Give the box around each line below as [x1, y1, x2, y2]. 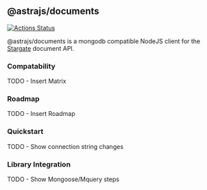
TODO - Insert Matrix [7, 77, 66, 85]
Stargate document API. [7, 44, 75, 52]
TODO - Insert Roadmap [7, 110, 75, 118]
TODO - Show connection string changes [7, 142, 124, 150]
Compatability [7, 61, 56, 71]
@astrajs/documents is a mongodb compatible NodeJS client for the [7, 37, 201, 45]
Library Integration [7, 159, 71, 169]
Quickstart [7, 127, 44, 136]
